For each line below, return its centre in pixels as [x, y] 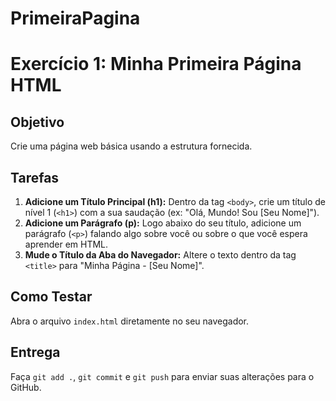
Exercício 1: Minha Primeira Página [156, 64]
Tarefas [35, 177]
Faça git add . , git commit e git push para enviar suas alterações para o [162, 376]
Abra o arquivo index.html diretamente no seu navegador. [130, 321]
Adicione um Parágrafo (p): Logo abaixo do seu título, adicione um [163, 223]
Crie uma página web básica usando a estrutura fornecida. [131, 146]
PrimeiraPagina [75, 18]
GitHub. [26, 387]
